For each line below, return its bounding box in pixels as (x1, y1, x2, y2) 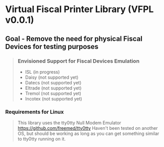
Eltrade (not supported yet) (25, 85, 82, 91)
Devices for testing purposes (5, 42, 99, 51)
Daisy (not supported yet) (25, 74, 79, 80)
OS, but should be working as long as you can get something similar (17, 130, 159, 137)
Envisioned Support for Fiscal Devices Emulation (17, 57, 140, 64)
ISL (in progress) (25, 69, 60, 75)
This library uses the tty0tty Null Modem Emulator (17, 120, 122, 126)
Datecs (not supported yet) (25, 79, 82, 85)
